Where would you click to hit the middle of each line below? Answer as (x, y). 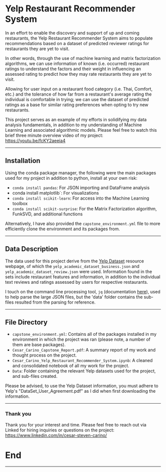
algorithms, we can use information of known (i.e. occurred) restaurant (77, 63)
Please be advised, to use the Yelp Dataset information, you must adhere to (82, 386)
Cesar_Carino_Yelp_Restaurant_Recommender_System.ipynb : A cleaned (83, 361)
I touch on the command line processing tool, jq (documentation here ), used (83, 291)
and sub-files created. (35, 376)
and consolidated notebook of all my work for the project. (71, 366)
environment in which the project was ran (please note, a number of (81, 339)
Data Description (32, 249)
